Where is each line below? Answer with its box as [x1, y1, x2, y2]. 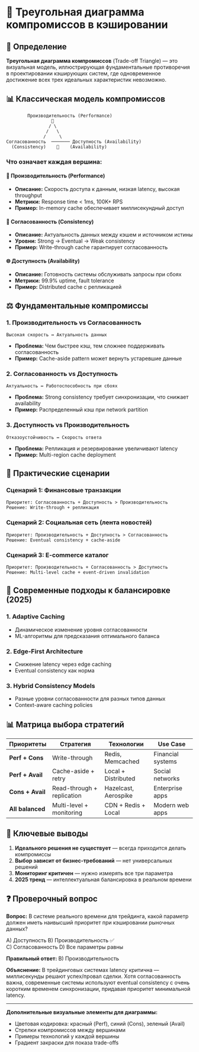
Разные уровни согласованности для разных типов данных [14, 695, 166, 702]
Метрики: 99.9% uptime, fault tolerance [14, 277, 114, 284]
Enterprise [153, 784, 182, 792]
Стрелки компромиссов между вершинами [14, 1026, 126, 1034]
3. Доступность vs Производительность [6, 421, 130, 429]
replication [52, 792, 82, 799]
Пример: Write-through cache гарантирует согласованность [14, 244, 168, 251]
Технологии [108, 740, 144, 748]
